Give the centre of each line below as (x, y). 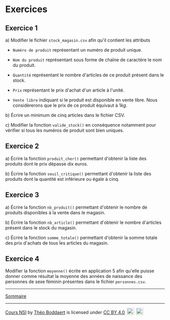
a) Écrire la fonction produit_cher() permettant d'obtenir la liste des (76, 158)
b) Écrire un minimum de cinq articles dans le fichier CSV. (65, 115)
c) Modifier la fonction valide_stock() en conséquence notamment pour (81, 125)
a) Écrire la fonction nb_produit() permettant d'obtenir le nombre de (76, 207)
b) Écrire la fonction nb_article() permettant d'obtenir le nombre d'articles (83, 222)
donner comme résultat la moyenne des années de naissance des (74, 276)
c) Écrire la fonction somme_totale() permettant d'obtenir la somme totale (81, 237)
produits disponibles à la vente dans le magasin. (55, 212)
